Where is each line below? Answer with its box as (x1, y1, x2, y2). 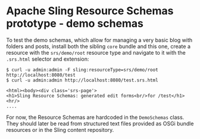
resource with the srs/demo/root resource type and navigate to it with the (6, 49, 186, 56)
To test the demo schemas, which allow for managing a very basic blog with (6, 36, 193, 43)
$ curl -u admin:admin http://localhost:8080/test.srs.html (6, 77, 159, 83)
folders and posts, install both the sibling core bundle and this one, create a (6, 43, 191, 50)
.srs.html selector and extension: (6, 55, 89, 62)
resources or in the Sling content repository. (6, 126, 114, 133)
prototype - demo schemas (6, 17, 144, 30)
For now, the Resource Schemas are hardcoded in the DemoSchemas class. (6, 113, 185, 121)
